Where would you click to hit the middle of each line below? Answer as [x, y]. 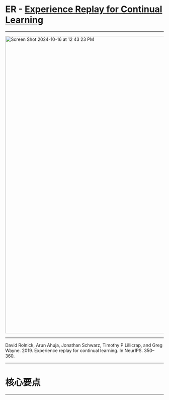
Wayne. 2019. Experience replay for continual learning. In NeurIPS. [74, 350]
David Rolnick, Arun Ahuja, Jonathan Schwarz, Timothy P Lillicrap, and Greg [84, 345]
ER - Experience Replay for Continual [84, 9]
